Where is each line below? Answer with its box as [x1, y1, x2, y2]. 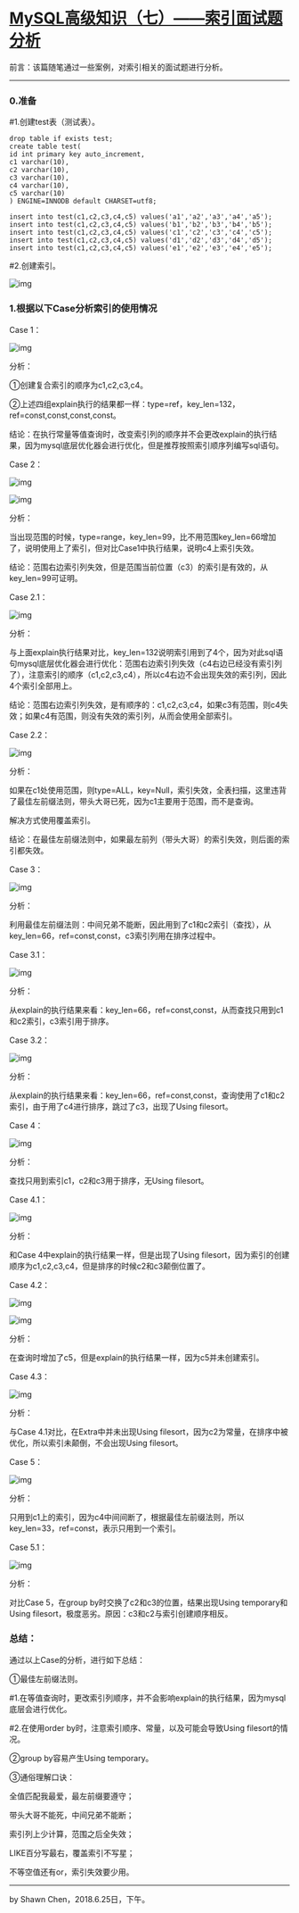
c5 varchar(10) [9, 189, 66, 198]
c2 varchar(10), [9, 166, 69, 175]
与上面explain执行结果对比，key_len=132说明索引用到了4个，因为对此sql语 [9, 646, 284, 657]
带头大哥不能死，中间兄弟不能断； [9, 1809, 134, 1820]
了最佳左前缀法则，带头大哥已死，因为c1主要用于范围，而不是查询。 [9, 795, 259, 806]
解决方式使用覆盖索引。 [9, 814, 95, 826]
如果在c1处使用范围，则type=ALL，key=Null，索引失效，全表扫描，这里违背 [9, 785, 287, 795]
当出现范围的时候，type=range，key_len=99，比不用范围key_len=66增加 [9, 531, 277, 542]
